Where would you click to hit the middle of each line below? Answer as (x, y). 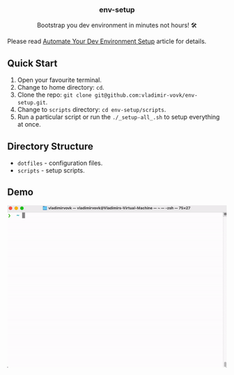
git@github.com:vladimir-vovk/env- (146, 95)
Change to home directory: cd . (61, 88)
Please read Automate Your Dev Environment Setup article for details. (107, 41)
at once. (29, 125)
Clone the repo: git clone (54, 95)
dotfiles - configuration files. (60, 163)
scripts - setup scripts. (51, 170)
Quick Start (32, 63)
